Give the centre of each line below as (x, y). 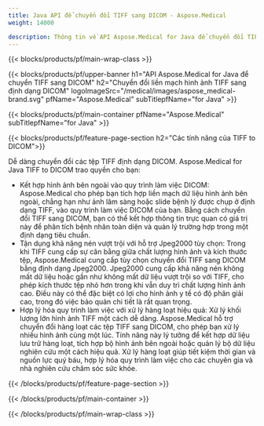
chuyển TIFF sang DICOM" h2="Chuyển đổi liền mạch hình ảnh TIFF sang (127, 82)
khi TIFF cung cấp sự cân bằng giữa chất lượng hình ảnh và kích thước (133, 252)
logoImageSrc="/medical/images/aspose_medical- (153, 91)
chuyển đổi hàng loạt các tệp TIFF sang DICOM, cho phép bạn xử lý (129, 327)
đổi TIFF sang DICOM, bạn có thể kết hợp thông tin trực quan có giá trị (134, 218)
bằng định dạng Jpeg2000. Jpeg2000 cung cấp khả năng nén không (132, 268)
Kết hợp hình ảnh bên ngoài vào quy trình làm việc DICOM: (114, 185)
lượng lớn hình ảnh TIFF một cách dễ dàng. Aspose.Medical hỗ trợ (126, 319)
